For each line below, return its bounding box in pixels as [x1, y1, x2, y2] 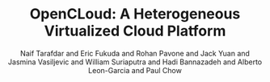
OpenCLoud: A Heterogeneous [29, 5, 241, 23]
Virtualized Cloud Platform [44, 22, 226, 40]
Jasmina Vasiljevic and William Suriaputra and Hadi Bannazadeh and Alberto [7, 57, 263, 67]
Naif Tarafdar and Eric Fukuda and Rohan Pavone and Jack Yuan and [20, 48, 250, 58]
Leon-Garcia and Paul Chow [87, 65, 183, 75]
